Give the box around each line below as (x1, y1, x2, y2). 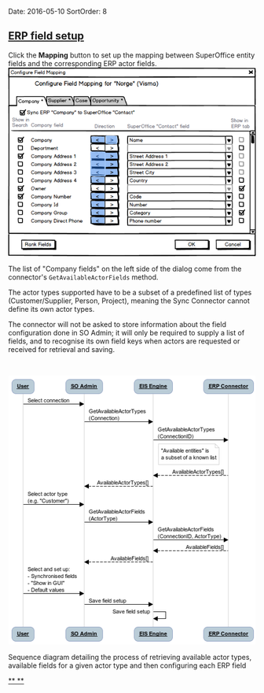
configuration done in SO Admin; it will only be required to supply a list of (8, 328, 245, 337)
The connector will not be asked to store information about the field (8, 319, 226, 329)
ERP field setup (8, 29, 85, 43)
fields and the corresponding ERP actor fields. (8, 58, 157, 68)
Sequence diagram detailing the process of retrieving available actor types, (8, 652, 252, 661)
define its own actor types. (8, 304, 95, 313)
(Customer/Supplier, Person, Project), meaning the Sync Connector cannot (8, 295, 250, 306)
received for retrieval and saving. (8, 344, 115, 354)
